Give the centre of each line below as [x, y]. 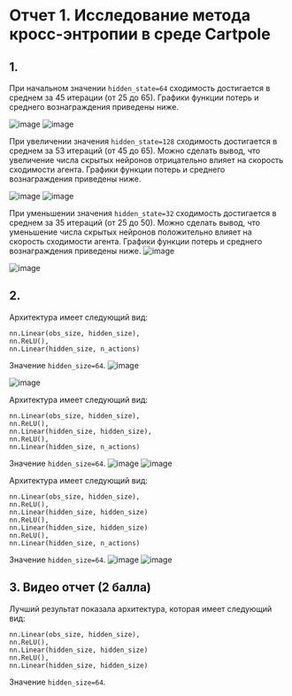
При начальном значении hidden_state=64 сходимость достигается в [140, 88]
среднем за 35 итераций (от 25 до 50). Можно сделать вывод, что [135, 223]
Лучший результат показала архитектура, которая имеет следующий [141, 608]
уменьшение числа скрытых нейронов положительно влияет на [131, 232]
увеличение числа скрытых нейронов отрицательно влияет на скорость [146, 160]
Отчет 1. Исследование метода [130, 15]
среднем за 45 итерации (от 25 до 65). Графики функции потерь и [134, 97]
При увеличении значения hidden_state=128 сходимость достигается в [143, 141]
